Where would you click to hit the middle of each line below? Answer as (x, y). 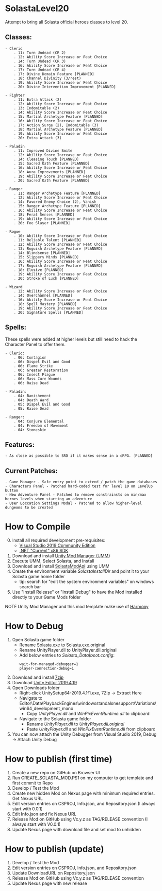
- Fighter (15, 95)
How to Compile (38, 527)
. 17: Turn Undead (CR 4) (40, 70)
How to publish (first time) (59, 759)
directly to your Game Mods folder (46, 597)
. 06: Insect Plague (34, 374)
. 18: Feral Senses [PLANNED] (44, 215)
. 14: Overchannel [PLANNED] (43, 295)
